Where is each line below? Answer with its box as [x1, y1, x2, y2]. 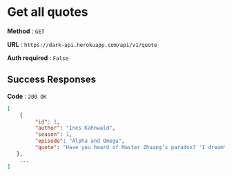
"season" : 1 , [35, 131, 72, 138]
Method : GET [7, 27, 45, 35]
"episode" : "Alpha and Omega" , [35, 137, 126, 145]
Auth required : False [7, 53, 69, 62]
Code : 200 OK [7, 92, 47, 100]
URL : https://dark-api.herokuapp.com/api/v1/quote [7, 40, 157, 48]
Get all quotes [7, 4, 88, 20]
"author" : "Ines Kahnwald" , [35, 125, 116, 132]
